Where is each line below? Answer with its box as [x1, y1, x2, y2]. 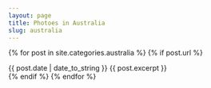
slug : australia [8, 26, 62, 34]
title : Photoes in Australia [8, 19, 105, 27]
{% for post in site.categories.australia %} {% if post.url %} [8, 48, 204, 58]
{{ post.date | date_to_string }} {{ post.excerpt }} [8, 63, 168, 73]
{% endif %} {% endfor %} [8, 72, 97, 82]
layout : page [8, 11, 52, 20]
